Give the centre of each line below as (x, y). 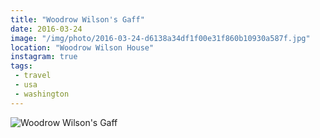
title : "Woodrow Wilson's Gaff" (77, 19)
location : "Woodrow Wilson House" (82, 47)
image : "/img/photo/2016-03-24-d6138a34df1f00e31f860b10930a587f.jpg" (160, 38)
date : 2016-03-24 (46, 29)
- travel (33, 76)
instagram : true (44, 57)
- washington (42, 94)
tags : (21, 66)
